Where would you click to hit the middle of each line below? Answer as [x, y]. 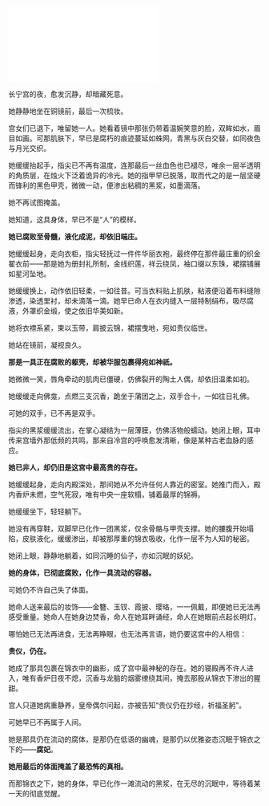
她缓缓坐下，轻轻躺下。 [47, 511]
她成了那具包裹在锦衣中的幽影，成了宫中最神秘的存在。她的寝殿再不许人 [127, 668]
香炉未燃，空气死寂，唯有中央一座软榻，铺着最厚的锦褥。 [110, 495]
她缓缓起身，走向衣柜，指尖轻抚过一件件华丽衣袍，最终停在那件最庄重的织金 [134, 254]
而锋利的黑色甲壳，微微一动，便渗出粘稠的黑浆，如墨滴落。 [106, 185]
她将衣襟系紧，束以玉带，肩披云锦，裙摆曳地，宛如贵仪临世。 [110, 328]
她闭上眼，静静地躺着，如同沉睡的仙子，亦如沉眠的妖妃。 [103, 556]
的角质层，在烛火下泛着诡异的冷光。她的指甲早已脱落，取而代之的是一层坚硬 [134, 175]
